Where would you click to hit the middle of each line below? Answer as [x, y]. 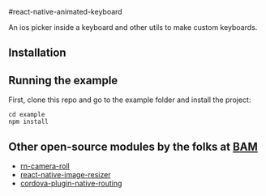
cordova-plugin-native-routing [71, 183]
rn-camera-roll [45, 166]
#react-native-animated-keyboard [66, 12]
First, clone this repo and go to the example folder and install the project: [130, 100]
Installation [37, 53]
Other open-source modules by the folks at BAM [133, 146]
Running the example [63, 80]
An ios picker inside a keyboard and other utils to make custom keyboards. [133, 27]
